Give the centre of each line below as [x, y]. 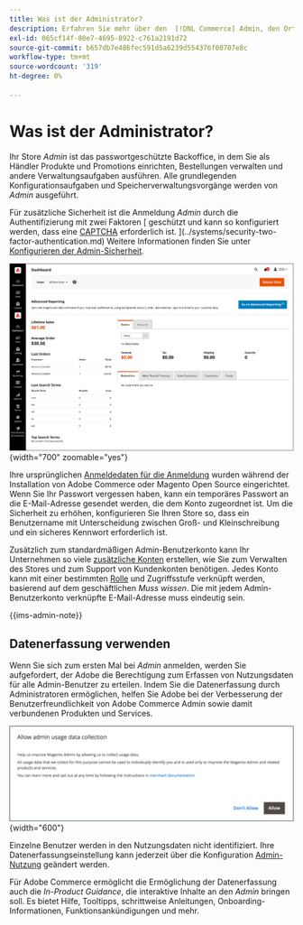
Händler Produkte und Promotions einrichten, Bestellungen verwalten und [146, 166]
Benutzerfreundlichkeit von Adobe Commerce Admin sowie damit [131, 704]
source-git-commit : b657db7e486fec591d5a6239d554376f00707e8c [129, 48]
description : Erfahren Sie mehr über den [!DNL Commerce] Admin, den [145, 28]
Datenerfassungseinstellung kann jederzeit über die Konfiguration [132, 855]
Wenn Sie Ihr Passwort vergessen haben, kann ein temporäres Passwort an [149, 494]
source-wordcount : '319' [56, 67]
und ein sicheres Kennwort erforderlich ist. [89, 532]
